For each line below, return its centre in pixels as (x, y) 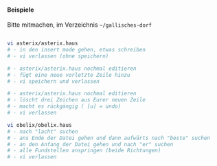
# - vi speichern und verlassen (53, 81)
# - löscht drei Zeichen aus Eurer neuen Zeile (77, 100)
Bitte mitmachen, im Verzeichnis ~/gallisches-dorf (80, 25)
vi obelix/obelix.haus (39, 125)
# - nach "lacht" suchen (43, 131)
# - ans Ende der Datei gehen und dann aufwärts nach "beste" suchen (109, 138)
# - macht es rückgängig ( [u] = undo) (64, 106)
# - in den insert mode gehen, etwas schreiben (77, 50)
